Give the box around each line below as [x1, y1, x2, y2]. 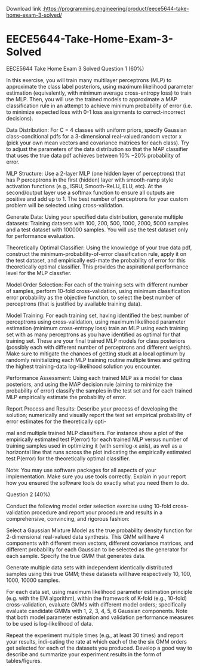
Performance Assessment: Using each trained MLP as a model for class [6, 374, 183, 381]
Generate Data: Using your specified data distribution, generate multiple [6, 213, 183, 221]
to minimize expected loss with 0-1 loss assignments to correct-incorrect [6, 108, 186, 116]
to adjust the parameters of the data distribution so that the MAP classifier [6, 145, 189, 152]
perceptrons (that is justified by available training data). [6, 300, 142, 307]
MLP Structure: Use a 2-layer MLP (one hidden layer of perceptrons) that [6, 170, 186, 177]
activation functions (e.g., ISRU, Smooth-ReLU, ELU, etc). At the [6, 182, 162, 189]
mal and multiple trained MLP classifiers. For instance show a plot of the [6, 429, 184, 436]
